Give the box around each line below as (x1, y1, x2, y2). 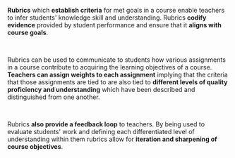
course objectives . (7, 143, 64, 150)
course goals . (7, 28, 49, 37)
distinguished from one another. (7, 93, 100, 101)
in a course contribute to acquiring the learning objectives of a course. (7, 63, 212, 71)
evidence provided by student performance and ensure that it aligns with (7, 21, 222, 29)
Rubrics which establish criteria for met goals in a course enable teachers (7, 6, 225, 14)
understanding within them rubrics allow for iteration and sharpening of (7, 135, 217, 143)
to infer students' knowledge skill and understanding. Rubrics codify (7, 13, 207, 22)
